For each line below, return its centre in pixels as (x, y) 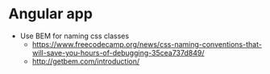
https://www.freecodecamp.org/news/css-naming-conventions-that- (147, 44)
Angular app (50, 14)
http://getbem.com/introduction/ (85, 61)
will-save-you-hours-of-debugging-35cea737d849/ (118, 53)
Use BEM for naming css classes (75, 36)
